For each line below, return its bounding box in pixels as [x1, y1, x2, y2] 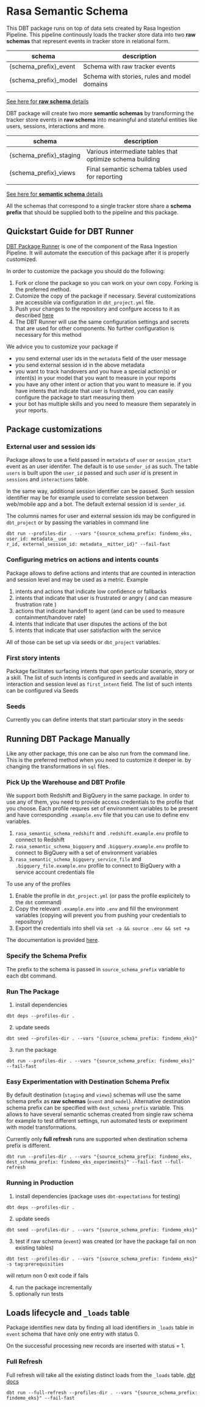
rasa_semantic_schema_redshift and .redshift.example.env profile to [15, 830, 189, 837]
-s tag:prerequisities [6, 1261, 64, 1267]
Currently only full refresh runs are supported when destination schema [6, 1135, 188, 1143]
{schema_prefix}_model [9, 76, 77, 84]
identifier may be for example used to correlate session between [6, 494, 169, 502]
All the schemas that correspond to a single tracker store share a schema [6, 202, 192, 209]
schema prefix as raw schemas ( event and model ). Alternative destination [6, 1098, 191, 1105]
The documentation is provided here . [6, 937, 99, 944]
